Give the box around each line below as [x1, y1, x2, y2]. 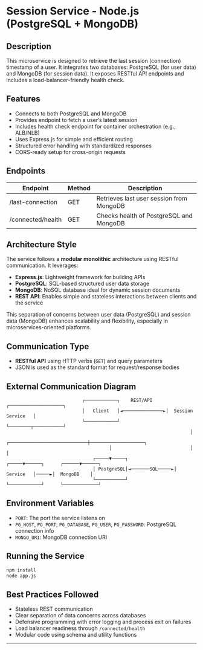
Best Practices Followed [6, 589, 99, 599]
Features [6, 94, 40, 104]
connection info [14, 527, 54, 534]
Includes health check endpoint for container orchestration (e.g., [14, 123, 176, 130]
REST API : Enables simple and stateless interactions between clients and [14, 293, 197, 300]
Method [67, 184, 91, 192]
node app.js [6, 573, 36, 579]
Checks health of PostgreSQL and [96, 211, 193, 220]
